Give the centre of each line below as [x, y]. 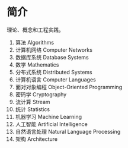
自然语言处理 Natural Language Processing [68, 131]
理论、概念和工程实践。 [35, 30]
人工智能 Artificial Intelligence [51, 124]
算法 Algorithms [35, 42]
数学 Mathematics [37, 64]
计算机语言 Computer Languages [56, 79]
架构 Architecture [36, 139]
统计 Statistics [32, 109]
